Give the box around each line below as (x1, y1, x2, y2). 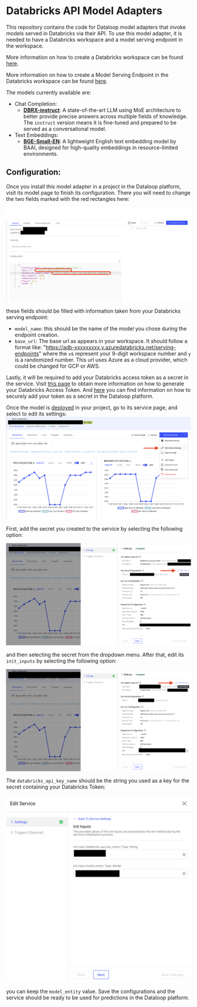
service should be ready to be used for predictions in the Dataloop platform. (6, 994, 189, 1001)
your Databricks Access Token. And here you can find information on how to (6, 387, 191, 394)
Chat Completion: (14, 100, 57, 107)
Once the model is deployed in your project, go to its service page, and (6, 404, 178, 411)
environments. (23, 150, 59, 157)
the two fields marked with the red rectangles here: (6, 195, 130, 202)
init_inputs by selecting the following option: (6, 657, 117, 664)
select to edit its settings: (6, 410, 67, 418)
